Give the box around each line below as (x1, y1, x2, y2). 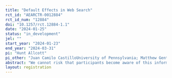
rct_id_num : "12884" (5, 17, 50, 22)
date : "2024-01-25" (5, 27, 47, 32)
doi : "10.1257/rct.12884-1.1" (5, 22, 70, 27)
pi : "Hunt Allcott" (5, 50, 47, 55)
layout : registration (5, 65, 52, 70)
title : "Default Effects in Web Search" (5, 7, 93, 13)
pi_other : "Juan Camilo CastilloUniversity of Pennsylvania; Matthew (5, 55, 157, 61)
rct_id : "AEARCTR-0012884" (5, 12, 63, 17)
